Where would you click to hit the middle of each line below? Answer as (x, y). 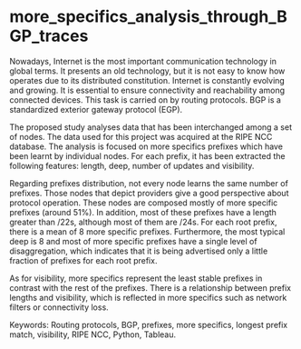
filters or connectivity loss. (59, 307)
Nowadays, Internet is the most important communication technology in (143, 61)
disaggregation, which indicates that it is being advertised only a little (139, 251)
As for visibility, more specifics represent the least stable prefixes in (136, 278)
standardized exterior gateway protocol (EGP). (96, 109)
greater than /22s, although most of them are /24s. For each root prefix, (143, 222)
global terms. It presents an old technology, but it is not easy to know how (147, 71)
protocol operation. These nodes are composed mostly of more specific (144, 203)
